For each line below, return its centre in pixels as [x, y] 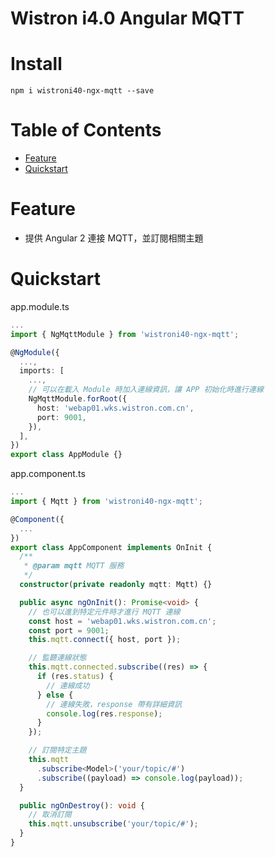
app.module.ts [40, 306]
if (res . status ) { [75, 677]
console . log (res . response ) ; [104, 713]
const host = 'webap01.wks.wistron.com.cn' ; [122, 621]
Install [36, 64]
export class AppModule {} [66, 455]
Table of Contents [86, 130]
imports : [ [42, 371]
